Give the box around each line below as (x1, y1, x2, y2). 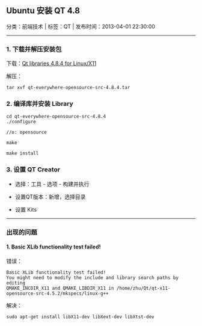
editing (6, 280, 26, 286)
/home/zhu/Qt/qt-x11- (116, 285, 171, 291)
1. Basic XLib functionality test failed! (6, 243, 101, 251)
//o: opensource (6, 129, 47, 135)
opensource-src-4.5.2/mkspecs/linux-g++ (6, 291, 109, 297)
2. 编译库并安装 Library (6, 100, 73, 108)
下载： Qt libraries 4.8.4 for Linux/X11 (6, 60, 97, 67)
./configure (6, 119, 36, 125)
